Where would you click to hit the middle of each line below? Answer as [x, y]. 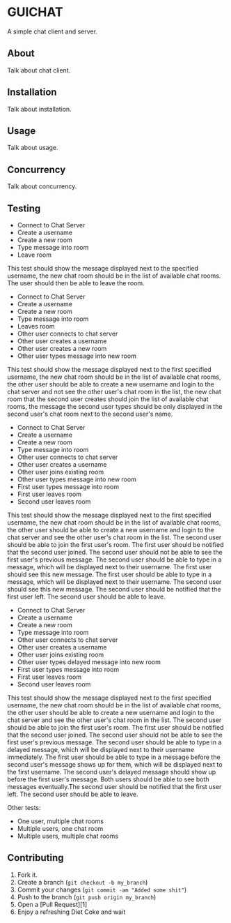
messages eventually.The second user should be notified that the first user [114, 787]
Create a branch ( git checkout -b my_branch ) [82, 882]
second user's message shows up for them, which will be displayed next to [115, 764]
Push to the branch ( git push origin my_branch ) [87, 896]
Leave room [34, 255]
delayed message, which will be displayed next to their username [101, 750]
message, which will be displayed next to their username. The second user [114, 582]
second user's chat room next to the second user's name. [90, 414]
